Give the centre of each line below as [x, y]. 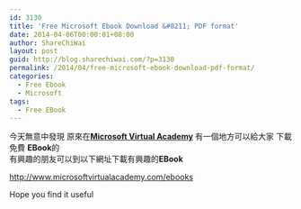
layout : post [34, 51]
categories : [31, 77]
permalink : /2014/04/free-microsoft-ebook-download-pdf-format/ [132, 68]
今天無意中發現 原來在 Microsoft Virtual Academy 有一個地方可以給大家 [142, 137]
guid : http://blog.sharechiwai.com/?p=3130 [92, 59]
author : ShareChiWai [48, 43]
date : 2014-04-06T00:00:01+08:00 [72, 34]
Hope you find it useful [52, 195]
